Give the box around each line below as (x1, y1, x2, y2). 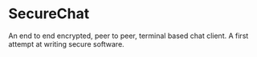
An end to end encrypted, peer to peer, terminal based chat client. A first (8, 31, 249, 40)
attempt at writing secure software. (8, 39, 124, 48)
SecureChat (8, 5, 90, 23)
